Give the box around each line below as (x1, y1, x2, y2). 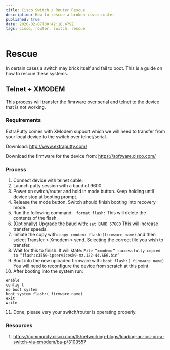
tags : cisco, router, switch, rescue (6, 26, 86, 31)
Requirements (6, 116, 41, 123)
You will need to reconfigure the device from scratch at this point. (13, 263, 150, 269)
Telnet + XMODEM (6, 85, 65, 94)
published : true (6, 17, 40, 22)
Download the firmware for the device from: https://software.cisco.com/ (6, 153, 156, 160)
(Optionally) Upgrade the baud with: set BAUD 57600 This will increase (13, 220, 159, 227)
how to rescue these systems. (6, 71, 69, 77)
